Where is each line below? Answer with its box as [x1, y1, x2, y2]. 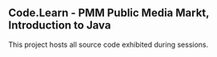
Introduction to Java [8, 19, 111, 32]
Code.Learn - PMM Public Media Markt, [8, 6, 210, 20]
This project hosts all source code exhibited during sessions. [8, 40, 209, 49]
